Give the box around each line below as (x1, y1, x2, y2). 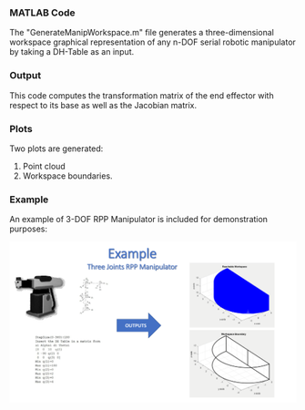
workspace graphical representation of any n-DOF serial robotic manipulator (9, 36, 296, 47)
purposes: (9, 223, 48, 234)
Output (9, 69, 42, 82)
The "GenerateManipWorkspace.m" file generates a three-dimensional (9, 27, 275, 38)
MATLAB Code (9, 6, 76, 19)
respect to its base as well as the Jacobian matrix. (9, 99, 198, 110)
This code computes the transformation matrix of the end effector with (9, 89, 275, 101)
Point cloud (22, 160, 66, 171)
